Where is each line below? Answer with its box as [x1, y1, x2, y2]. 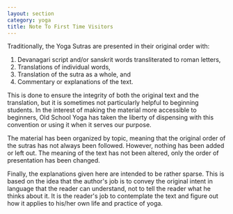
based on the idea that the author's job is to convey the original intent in [7, 177, 214, 186]
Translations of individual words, [17, 63, 111, 72]
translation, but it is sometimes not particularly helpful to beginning [7, 99, 200, 107]
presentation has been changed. [7, 156, 101, 165]
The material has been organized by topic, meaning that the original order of [7, 134, 226, 142]
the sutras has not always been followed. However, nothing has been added [7, 142, 225, 150]
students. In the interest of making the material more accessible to [7, 106, 197, 115]
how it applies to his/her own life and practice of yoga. [7, 199, 163, 208]
